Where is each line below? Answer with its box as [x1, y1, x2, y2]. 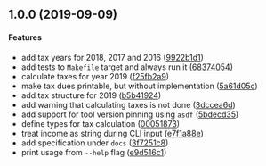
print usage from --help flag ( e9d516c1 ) [20, 146, 167, 157]
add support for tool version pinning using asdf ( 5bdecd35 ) [20, 109, 239, 120]
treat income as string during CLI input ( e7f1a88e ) [20, 128, 204, 138]
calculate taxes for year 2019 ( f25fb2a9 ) [20, 71, 170, 81]
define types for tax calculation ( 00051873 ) [20, 118, 180, 129]
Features [8, 31, 42, 43]
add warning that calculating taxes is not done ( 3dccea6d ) [20, 99, 237, 110]
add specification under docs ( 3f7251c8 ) [20, 137, 169, 148]
